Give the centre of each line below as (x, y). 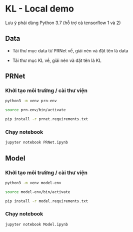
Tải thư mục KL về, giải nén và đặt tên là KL (57, 60)
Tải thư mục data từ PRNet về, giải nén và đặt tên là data (70, 50)
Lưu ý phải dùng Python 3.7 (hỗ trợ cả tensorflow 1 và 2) (63, 23)
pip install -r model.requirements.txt (47, 201)
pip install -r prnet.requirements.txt (47, 119)
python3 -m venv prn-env (31, 101)
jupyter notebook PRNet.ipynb (37, 142)
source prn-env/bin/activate (35, 110)
